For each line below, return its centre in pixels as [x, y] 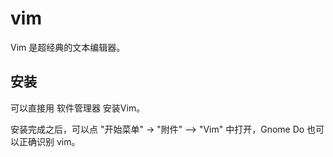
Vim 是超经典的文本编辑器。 [68, 47]
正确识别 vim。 [49, 141]
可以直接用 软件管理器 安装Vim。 [78, 108]
